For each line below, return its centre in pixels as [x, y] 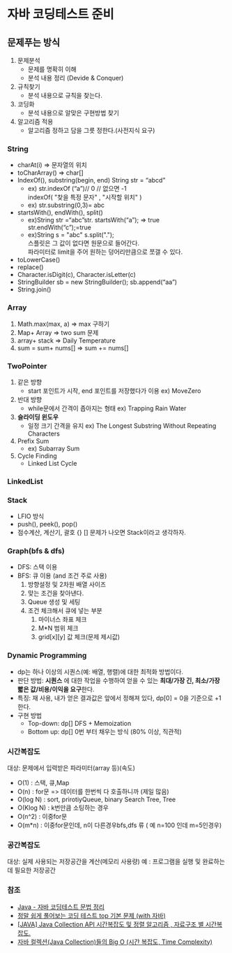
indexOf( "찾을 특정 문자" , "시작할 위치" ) [85, 197]
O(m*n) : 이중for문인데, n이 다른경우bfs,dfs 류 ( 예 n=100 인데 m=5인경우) [119, 825]
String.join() [34, 289]
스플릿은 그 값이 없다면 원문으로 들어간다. [84, 243]
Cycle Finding [37, 456]
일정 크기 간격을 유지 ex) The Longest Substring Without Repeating [122, 425]
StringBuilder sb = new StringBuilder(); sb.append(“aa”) [97, 282]
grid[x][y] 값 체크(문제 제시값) [79, 637]
